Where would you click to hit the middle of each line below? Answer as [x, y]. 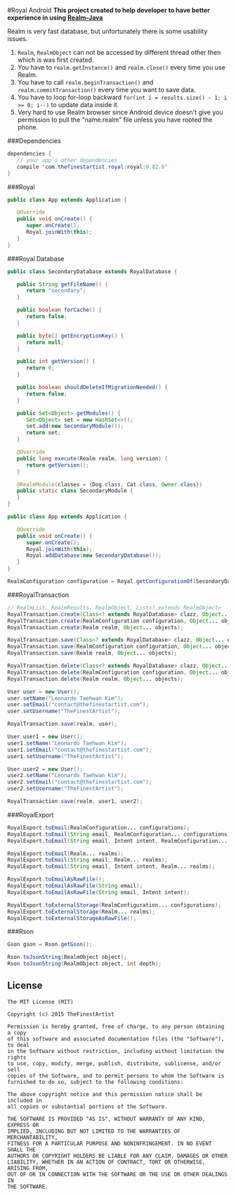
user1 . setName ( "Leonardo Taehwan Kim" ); [67, 743]
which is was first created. [55, 60]
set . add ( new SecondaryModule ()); [75, 426]
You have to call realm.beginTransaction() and [85, 82]
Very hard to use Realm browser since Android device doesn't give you [120, 112]
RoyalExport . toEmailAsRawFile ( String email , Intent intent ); [99, 892]
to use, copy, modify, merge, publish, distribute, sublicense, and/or [114, 1063]
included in [25, 1100]
